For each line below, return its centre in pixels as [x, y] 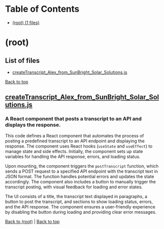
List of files [23, 61]
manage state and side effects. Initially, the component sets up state [74, 151]
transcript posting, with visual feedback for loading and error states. [74, 187]
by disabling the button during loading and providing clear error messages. [81, 212]
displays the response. [33, 125]
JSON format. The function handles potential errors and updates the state [80, 176]
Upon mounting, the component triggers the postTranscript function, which [82, 166]
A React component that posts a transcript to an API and [73, 119]
